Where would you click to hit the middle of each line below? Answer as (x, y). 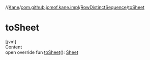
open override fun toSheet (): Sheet (42, 52)
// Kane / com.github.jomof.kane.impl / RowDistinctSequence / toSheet (75, 7)
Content (14, 47)
